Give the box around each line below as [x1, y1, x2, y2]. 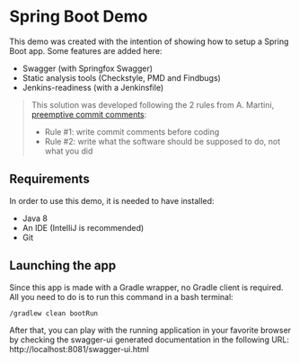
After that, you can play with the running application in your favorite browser [9, 324, 292, 335]
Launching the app [9, 258, 117, 273]
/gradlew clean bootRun [9, 308, 99, 318]
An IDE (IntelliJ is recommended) [22, 222, 145, 233]
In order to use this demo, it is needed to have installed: [9, 195, 215, 206]
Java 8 [22, 213, 48, 224]
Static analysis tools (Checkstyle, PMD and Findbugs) [22, 72, 222, 83]
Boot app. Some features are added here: [9, 45, 163, 56]
